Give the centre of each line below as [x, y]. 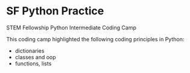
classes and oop [35, 57]
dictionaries [30, 51]
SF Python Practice [55, 11]
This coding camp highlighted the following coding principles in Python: [95, 39]
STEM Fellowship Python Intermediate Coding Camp [71, 28]
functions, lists [33, 63]
